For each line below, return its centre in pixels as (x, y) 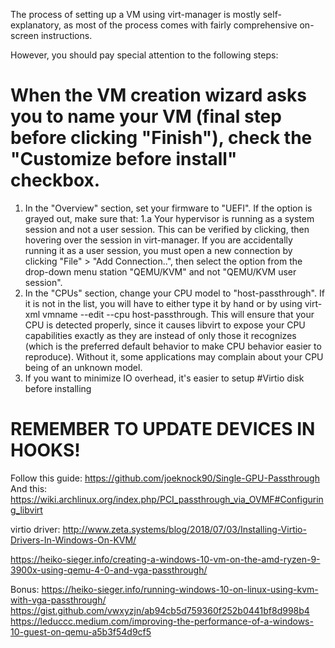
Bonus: (25, 589)
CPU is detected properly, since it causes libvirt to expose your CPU (165, 325)
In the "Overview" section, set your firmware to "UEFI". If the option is (168, 208)
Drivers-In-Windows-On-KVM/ (73, 540)
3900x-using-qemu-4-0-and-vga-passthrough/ (109, 570)
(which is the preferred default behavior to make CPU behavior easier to (173, 346)
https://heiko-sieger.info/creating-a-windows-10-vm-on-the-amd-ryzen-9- (165, 559)
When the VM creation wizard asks (158, 95)
